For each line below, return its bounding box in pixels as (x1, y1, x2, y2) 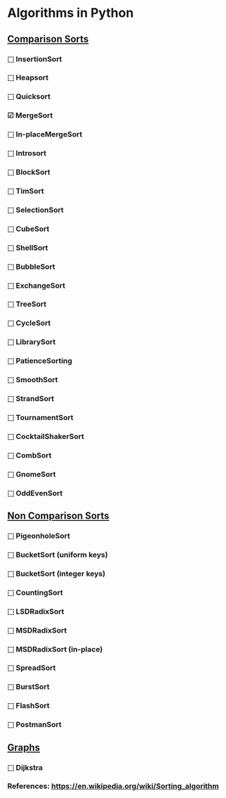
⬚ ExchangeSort (7, 280, 65, 290)
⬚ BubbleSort (7, 262, 55, 272)
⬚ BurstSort (7, 682, 50, 692)
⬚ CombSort (7, 450, 52, 460)
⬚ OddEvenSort (7, 488, 63, 498)
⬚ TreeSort (7, 299, 47, 309)
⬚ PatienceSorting (7, 356, 72, 366)
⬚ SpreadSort (7, 663, 56, 673)
